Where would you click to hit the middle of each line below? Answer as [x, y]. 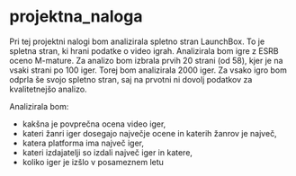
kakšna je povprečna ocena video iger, [94, 124]
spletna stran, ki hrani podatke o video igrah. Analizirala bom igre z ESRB [144, 50]
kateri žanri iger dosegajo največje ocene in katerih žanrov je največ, [149, 133]
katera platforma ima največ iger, [83, 143]
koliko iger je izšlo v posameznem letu [93, 162]
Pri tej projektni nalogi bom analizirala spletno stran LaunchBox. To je [137, 41]
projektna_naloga [76, 17]
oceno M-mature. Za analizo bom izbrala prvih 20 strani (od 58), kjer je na [146, 60]
